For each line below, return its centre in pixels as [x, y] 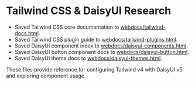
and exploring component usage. [46, 76]
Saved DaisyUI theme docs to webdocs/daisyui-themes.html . [88, 58]
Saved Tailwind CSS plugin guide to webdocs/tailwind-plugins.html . [96, 39]
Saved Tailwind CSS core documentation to [67, 27]
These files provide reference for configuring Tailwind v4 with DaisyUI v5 [94, 69]
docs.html [27, 33]
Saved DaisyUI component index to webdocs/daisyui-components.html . [101, 46]
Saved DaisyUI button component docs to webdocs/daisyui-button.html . [102, 52]
